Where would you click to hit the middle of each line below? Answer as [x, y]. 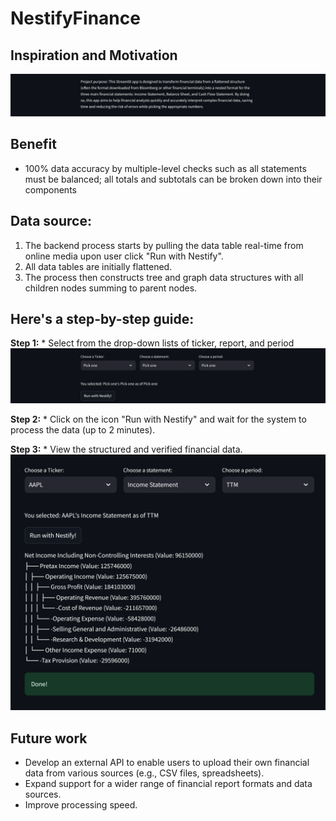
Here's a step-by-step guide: [102, 318]
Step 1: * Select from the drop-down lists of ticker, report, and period [152, 343]
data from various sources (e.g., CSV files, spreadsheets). [144, 773]
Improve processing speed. [81, 805]
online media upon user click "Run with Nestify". [124, 256]
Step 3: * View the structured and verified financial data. [126, 449]
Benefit [33, 144]
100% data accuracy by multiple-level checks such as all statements [165, 168]
